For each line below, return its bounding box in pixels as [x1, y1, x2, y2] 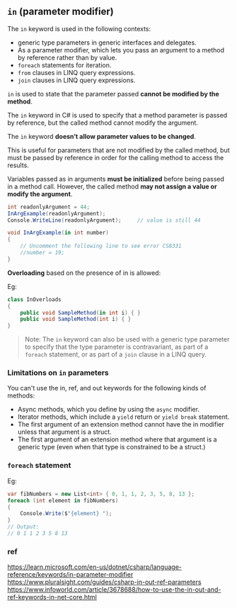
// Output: [7, 524, 40, 531]
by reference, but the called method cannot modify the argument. [7, 118, 198, 127]
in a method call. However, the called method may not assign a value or [7, 182, 217, 191]
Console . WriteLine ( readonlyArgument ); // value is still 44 [7, 216, 201, 224]
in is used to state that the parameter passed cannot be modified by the [7, 89, 219, 98]
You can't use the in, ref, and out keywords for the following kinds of [7, 384, 207, 393]
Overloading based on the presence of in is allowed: [7, 269, 161, 277]
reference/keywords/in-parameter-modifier [7, 570, 134, 579]
